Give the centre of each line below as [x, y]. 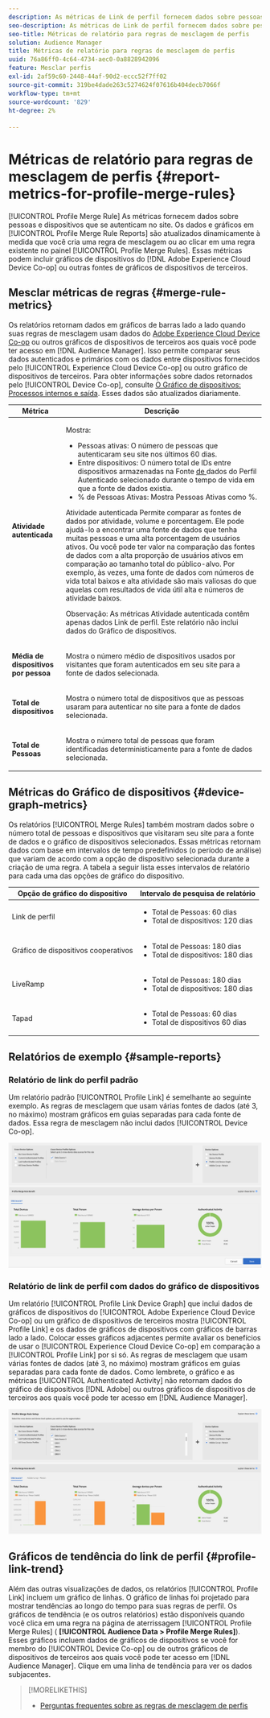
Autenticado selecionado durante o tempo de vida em [166, 480]
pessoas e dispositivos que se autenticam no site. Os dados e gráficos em [131, 225]
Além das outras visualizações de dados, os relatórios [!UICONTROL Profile [133, 1588]
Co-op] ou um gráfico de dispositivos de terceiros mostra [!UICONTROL [127, 1321]
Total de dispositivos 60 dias [199, 1022]
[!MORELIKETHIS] [57, 1690]
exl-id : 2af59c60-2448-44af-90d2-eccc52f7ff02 [88, 76]
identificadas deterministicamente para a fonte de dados [159, 750]
